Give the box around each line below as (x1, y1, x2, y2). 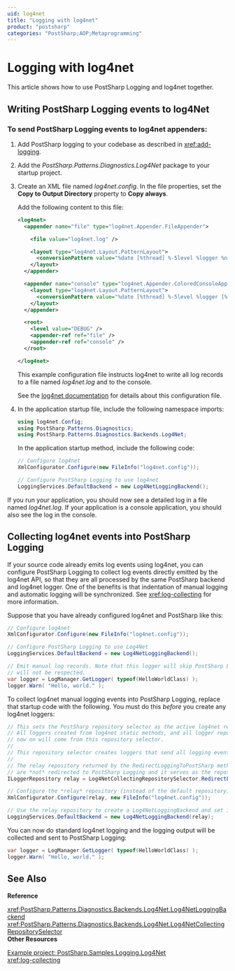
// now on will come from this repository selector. (7, 736, 164, 743)
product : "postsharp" (7, 23, 71, 30)
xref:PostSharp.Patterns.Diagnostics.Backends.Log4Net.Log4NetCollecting (7, 920, 225, 928)
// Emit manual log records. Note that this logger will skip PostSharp (7, 663, 224, 670)
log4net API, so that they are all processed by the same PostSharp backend (7, 575, 225, 584)
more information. (7, 597, 59, 605)
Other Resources (7, 935, 58, 943)
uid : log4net (7, 10, 45, 17)
